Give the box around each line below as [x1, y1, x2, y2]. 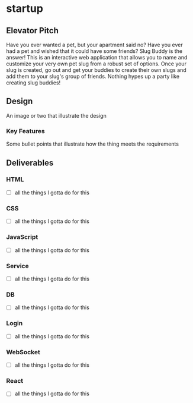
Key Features [6, 127, 46, 135]
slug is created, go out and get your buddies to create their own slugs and [6, 67, 186, 73]
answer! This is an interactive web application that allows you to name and [6, 54, 188, 61]
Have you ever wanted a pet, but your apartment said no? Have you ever [6, 41, 183, 48]
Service [6, 262, 29, 270]
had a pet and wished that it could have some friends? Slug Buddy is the [6, 48, 182, 55]
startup [6, 2, 43, 15]
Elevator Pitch [6, 26, 59, 36]
